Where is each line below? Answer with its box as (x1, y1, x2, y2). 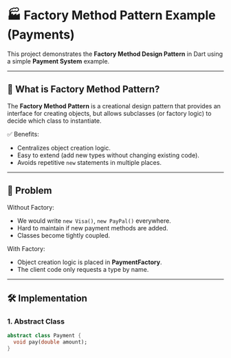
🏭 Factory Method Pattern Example (7, 8, 216, 23)
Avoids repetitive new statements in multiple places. (16, 158, 162, 166)
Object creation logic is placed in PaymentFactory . (16, 258, 162, 266)
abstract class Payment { (7, 332, 81, 339)
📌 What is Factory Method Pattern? (7, 83, 160, 95)
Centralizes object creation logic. (16, 143, 111, 152)
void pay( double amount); (13, 339, 88, 346)
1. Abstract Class (7, 317, 65, 326)
